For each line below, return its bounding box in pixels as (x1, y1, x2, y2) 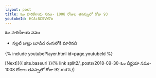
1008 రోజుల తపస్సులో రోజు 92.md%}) (5, 67, 75, 73)
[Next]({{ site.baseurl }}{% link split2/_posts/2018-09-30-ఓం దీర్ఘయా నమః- (5, 60, 152, 66)
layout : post (5, 7, 32, 12)
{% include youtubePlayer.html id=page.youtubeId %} (5, 51, 113, 57)
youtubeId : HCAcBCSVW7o (5, 16, 53, 21)
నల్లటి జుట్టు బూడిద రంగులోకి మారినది (12, 40, 77, 46)
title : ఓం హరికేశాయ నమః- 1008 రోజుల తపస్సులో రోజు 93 (5, 12, 108, 17)
